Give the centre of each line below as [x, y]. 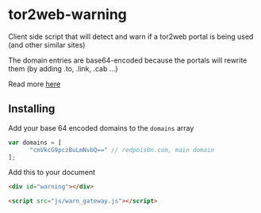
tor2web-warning [67, 15]
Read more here [35, 84]
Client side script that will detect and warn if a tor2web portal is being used [131, 36]
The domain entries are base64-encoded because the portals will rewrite [128, 60]
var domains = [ [35, 143]
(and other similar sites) [47, 44]
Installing [32, 109]
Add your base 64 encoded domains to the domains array [101, 127]
